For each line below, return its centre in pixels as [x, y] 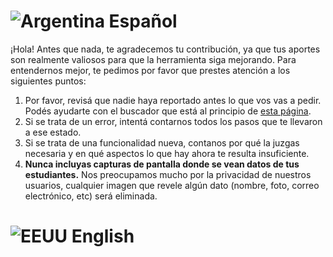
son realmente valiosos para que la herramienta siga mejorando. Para [153, 59]
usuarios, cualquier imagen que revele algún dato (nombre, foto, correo [172, 185]
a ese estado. [53, 132]
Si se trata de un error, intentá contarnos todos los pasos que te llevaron [173, 121]
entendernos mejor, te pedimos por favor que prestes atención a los [150, 70]
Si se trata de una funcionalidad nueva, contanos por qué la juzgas [162, 142]
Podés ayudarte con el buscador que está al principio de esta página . [168, 111]
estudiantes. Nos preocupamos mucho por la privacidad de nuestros [168, 174]
